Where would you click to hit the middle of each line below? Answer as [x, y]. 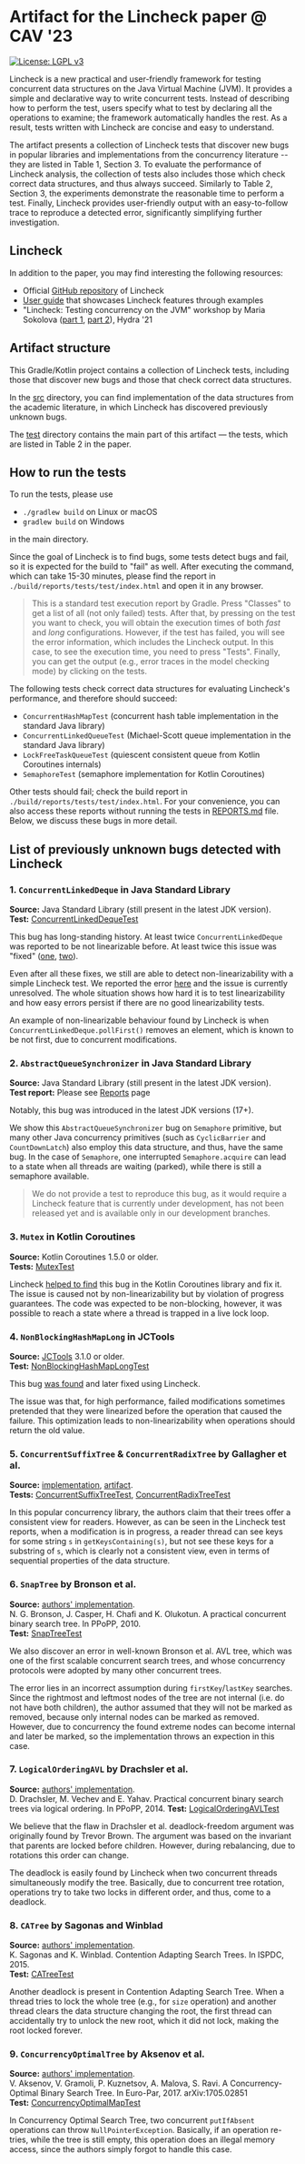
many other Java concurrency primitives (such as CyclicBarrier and [138, 1138]
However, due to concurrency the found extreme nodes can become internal [152, 1726]
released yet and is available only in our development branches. [151, 1213]
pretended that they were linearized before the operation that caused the [146, 1411]
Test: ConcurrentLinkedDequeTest [74, 919]
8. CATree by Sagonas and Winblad [86, 1925]
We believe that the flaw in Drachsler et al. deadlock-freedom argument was [152, 1825]
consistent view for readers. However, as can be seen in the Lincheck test [148, 1522]
